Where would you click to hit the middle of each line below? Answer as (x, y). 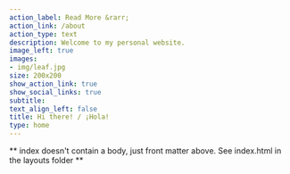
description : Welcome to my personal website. (97, 42)
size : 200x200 (36, 76)
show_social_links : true (55, 92)
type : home (29, 126)
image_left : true (41, 51)
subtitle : (28, 100)
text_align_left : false (54, 109)
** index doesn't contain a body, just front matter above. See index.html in (145, 151)
